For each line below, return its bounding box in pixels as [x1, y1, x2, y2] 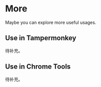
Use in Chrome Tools [5, 63, 71, 71]
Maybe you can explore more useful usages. [5, 19, 97, 25]
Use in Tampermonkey [5, 34, 77, 42]
